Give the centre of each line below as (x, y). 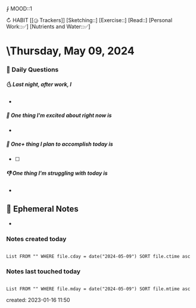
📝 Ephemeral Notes (42, 209)
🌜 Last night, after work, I (39, 84)
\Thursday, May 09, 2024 (71, 51)
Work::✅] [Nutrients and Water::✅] (48, 27)
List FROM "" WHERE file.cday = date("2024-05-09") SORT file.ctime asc (98, 257)
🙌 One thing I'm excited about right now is (59, 115)
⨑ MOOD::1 (19, 9)
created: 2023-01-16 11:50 (38, 300)
